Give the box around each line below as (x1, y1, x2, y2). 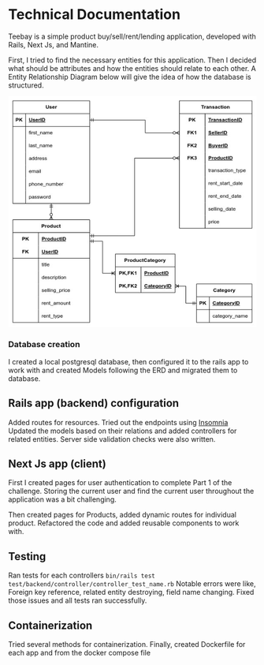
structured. (8, 80, 45, 90)
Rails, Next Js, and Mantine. (8, 39, 99, 49)
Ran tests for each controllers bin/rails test (8, 570, 155, 581)
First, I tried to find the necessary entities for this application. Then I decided (8, 55, 257, 65)
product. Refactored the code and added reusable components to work (8, 518, 240, 528)
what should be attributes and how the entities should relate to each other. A (8, 63, 256, 73)
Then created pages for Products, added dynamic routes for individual (8, 510, 236, 520)
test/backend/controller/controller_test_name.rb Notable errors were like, (8, 579, 256, 588)
